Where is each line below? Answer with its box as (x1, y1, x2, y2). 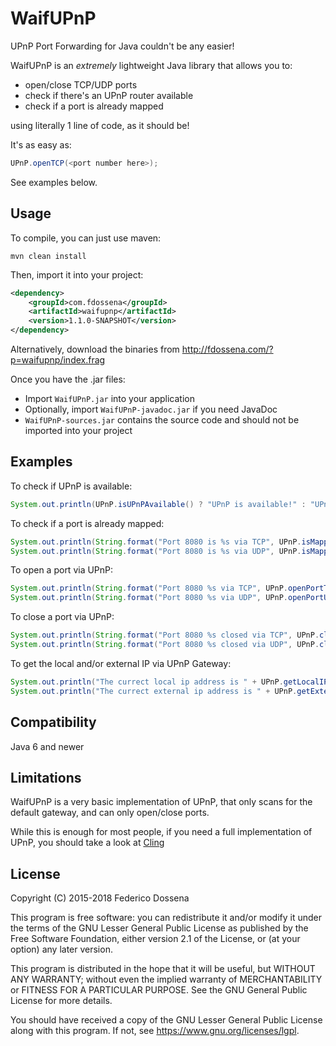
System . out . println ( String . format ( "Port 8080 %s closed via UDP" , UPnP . (10, 640, 320, 650)
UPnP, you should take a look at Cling (10, 837, 165, 849)
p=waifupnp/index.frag (10, 354, 106, 366)
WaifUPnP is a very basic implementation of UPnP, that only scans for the (10, 796, 313, 808)
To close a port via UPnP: (10, 611, 115, 623)
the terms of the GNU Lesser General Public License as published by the (10, 922, 309, 934)
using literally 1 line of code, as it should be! (10, 119, 190, 131)
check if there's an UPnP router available (24, 89, 194, 101)
